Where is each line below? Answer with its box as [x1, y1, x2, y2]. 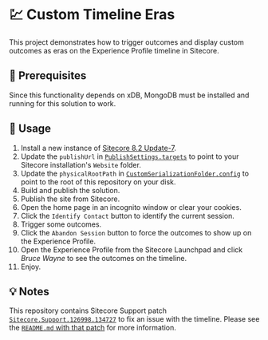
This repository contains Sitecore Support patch [9, 306, 167, 315]
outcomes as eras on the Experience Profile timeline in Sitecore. [9, 45, 219, 55]
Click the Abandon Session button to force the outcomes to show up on [20, 227, 252, 237]
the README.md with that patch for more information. [9, 323, 176, 333]
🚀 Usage [9, 122, 51, 136]
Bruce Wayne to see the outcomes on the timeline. [20, 253, 187, 263]
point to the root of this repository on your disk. [20, 176, 176, 187]
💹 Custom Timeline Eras [9, 6, 175, 24]
